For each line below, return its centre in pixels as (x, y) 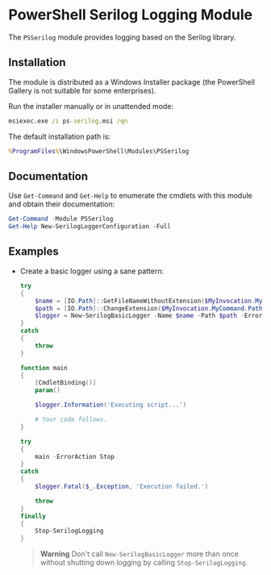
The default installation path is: (60, 136)
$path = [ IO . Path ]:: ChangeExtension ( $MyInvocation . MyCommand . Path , (150, 308)
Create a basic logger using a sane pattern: (92, 271)
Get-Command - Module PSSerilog (61, 219)
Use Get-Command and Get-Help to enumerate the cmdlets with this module (130, 196)
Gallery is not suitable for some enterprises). (82, 90)
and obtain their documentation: (62, 204)
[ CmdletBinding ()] (66, 383)
